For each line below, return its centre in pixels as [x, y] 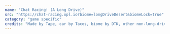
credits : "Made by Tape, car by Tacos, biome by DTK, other [70, 24]
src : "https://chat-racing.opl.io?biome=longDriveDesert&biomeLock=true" [84, 14]
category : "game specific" [33, 19]
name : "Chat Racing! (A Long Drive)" [45, 10]
